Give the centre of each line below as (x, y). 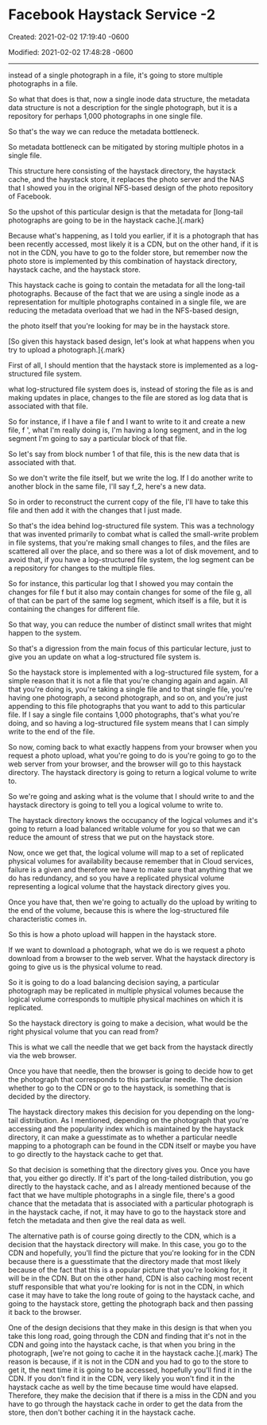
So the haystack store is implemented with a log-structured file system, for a (133, 672)
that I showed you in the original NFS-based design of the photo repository (131, 187)
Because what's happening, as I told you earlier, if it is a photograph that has (133, 235)
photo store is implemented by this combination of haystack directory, (123, 261)
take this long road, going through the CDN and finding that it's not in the (128, 1336)
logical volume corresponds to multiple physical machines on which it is (126, 999)
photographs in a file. (43, 83)
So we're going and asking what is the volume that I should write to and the (131, 796)
